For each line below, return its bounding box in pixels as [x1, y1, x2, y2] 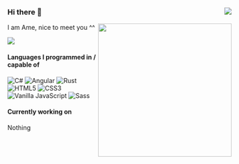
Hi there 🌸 [7, 7, 43, 17]
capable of [7, 60, 41, 69]
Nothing [7, 123, 31, 131]
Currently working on [7, 107, 73, 116]
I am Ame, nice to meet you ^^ [7, 23, 95, 32]
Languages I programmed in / [7, 53, 96, 61]
